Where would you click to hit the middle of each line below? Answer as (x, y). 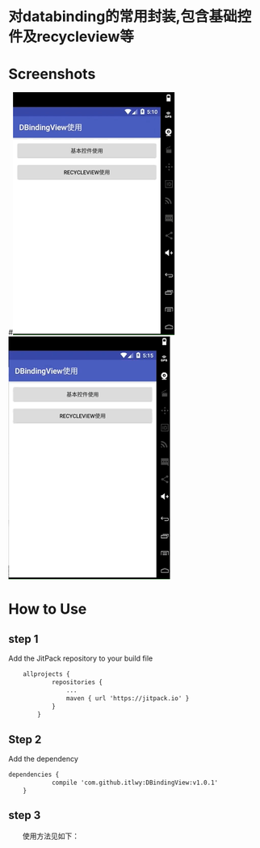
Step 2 (25, 739)
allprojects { (46, 674)
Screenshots (52, 74)
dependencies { (34, 775)
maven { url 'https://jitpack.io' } (128, 699)
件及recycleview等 (71, 37)
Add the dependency (44, 758)
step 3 (25, 815)
